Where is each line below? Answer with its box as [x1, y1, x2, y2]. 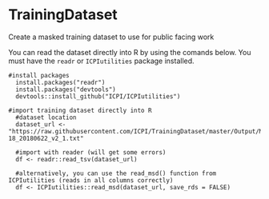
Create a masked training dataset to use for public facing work [8, 32, 215, 42]
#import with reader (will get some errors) [15, 148, 167, 157]
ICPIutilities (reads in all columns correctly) [8, 176, 174, 185]
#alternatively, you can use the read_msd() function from [15, 169, 217, 177]
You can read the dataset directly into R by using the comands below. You [8, 47, 251, 57]
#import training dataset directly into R [8, 106, 152, 114]
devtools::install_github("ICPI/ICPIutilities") [15, 92, 181, 101]
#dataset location [15, 113, 78, 121]
